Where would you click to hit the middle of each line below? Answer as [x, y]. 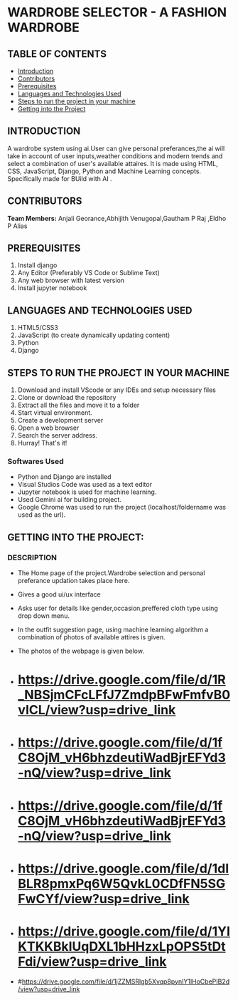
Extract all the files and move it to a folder [79, 405]
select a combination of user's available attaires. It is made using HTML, [113, 163]
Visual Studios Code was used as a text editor [85, 485]
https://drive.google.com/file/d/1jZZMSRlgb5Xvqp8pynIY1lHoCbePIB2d [126, 981]
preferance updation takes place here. [74, 581]
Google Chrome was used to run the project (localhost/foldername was [121, 507]
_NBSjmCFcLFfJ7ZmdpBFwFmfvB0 [124, 695]
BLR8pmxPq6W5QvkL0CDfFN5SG [121, 883]
